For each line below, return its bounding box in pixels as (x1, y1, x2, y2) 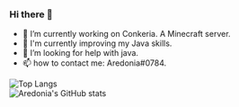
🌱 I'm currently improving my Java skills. (22, 38, 173, 49)
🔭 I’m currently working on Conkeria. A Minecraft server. (22, 29, 231, 40)
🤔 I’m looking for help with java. (22, 48, 139, 58)
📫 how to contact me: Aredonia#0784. (22, 58, 167, 68)
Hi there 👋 (9, 8, 54, 21)
